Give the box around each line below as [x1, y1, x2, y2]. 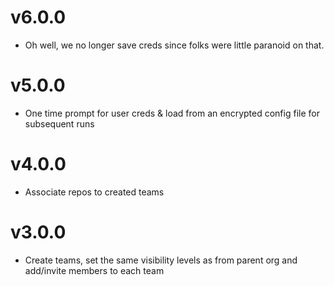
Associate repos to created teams [24, 186, 165, 198]
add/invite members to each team [24, 264, 165, 276]
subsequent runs [24, 117, 95, 130]
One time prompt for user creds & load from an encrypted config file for [24, 107, 320, 119]
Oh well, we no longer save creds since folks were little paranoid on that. [24, 39, 325, 51]
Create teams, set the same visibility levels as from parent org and [24, 254, 298, 266]
